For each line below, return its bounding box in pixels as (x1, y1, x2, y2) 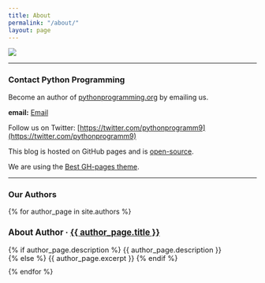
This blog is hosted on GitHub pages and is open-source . (8, 147, 195, 156)
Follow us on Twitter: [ (8, 123, 80, 132)
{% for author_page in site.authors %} (8, 207, 132, 216)
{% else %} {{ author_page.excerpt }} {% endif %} (8, 253, 178, 263)
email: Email (8, 107, 49, 117)
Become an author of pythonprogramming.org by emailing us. (8, 92, 209, 102)
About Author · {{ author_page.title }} (8, 226, 160, 237)
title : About (8, 11, 51, 20)
